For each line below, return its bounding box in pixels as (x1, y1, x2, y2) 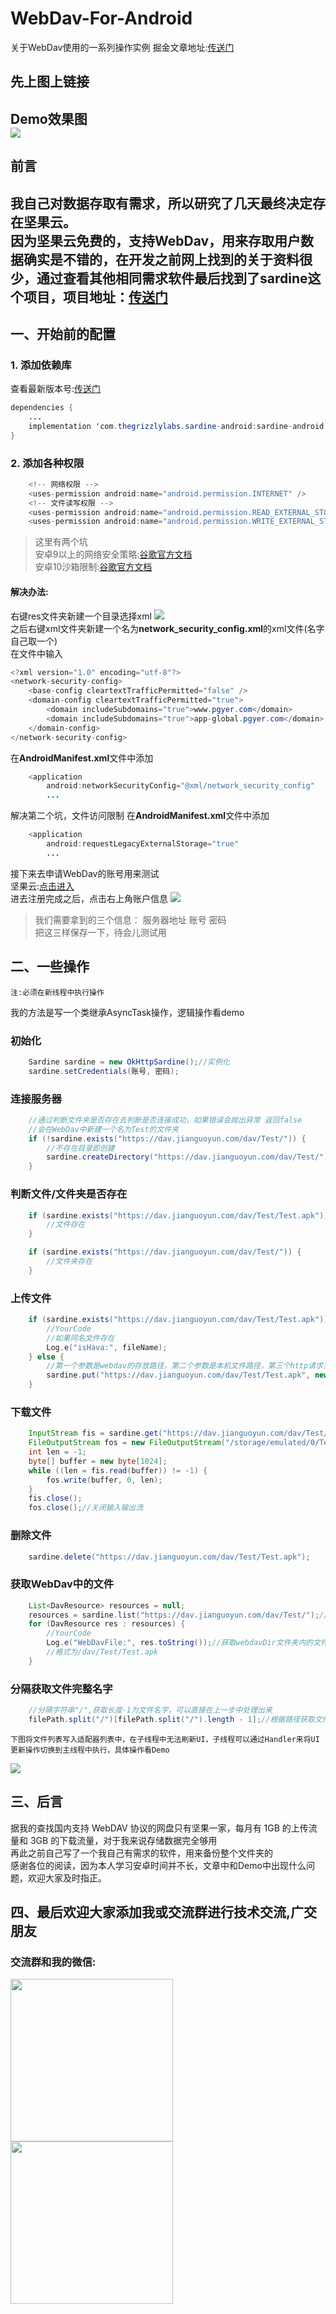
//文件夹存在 (46, 1257, 93, 1267)
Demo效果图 (10, 110, 88, 127)
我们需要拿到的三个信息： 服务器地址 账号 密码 (34, 913, 227, 926)
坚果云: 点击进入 (10, 880, 75, 892)
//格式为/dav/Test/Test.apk (46, 1647, 159, 1657)
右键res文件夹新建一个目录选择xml (10, 610, 152, 622)
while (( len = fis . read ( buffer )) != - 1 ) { (28, 1465, 208, 1476)
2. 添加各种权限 (10, 456, 85, 470)
